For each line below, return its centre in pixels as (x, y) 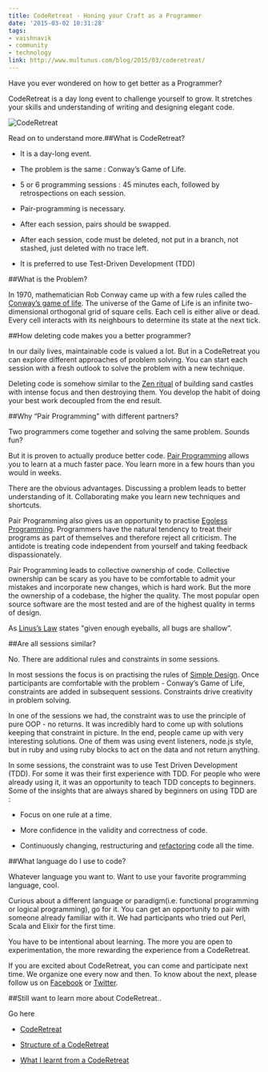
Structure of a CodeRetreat (64, 1044)
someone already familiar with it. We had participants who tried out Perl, (127, 918)
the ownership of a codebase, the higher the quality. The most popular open (134, 595)
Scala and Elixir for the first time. (62, 926)
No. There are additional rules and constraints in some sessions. (114, 659)
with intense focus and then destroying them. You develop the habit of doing (134, 392)
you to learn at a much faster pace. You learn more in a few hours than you (132, 464)
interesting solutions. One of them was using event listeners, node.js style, (131, 741)
